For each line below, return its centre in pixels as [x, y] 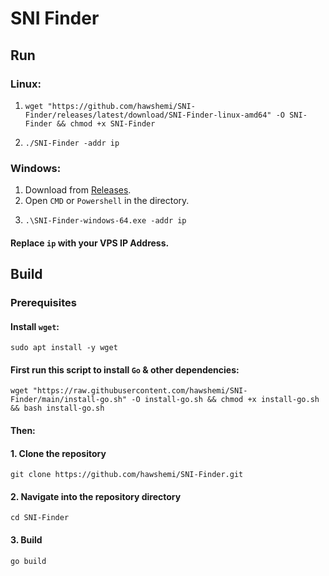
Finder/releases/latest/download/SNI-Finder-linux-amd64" [148, 115]
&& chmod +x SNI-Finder [106, 123]
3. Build [26, 540]
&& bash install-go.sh [57, 408]
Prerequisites [43, 303]
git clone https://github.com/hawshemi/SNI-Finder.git [127, 475]
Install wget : [35, 326]
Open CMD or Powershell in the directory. [107, 201]
